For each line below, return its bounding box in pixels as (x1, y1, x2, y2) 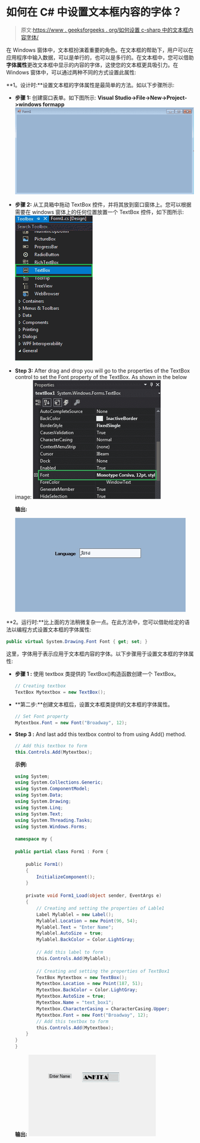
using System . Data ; (14, 792, 64, 799)
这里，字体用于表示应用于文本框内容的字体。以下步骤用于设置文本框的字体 (6, 650, 189, 657)
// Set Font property (14, 713, 68, 720)
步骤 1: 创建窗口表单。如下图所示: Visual (14, 94, 114, 101)
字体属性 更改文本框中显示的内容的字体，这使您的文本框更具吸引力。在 (6, 61, 179, 69)
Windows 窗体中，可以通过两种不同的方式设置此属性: (6, 69, 136, 76)
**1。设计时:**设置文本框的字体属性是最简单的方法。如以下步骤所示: (6, 81, 174, 88)
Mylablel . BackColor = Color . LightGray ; (36, 937, 136, 943)
